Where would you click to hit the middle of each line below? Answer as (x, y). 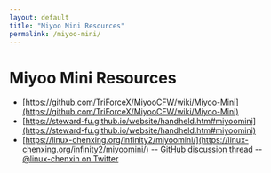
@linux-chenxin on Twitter (70, 159)
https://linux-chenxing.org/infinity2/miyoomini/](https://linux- (137, 140)
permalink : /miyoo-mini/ (55, 34)
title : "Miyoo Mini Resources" (67, 26)
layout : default (39, 17)
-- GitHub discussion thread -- (207, 149)
